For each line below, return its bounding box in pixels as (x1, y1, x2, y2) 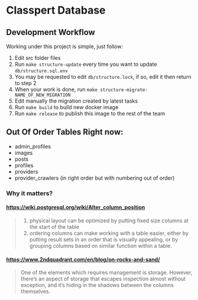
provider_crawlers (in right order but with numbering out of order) (14, 174, 175, 181)
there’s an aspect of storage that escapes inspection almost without (20, 275, 186, 282)
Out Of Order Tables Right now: (6, 127, 124, 137)
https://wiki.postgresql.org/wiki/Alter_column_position (6, 204, 145, 211)
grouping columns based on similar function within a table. (29, 242, 173, 249)
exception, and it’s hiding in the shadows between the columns (20, 282, 174, 289)
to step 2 (14, 79, 37, 87)
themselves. (20, 288, 51, 295)
